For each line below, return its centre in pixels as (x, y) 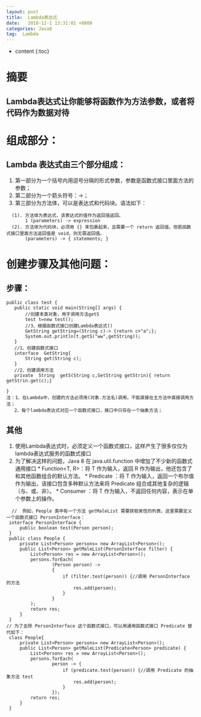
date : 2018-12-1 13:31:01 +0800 (49, 23)
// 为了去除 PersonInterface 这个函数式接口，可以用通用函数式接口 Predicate (96, 626)
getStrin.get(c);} (29, 380)
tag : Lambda (22, 34)
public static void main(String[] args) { (68, 308)
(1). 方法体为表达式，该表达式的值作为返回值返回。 (67, 215)
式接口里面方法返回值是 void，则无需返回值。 (55, 233)
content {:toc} (32, 51)
